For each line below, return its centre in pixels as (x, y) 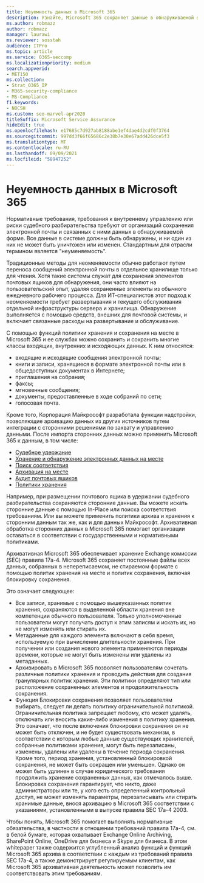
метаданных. (32, 661)
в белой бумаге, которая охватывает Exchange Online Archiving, (89, 835)
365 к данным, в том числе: (42, 441)
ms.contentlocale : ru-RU (38, 148)
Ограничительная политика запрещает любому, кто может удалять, (104, 713)
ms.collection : (25, 80)
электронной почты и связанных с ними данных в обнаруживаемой (95, 232)
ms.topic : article (29, 52)
